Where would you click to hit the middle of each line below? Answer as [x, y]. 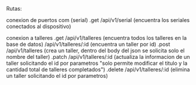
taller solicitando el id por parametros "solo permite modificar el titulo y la [97, 63]
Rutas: [14, 9]
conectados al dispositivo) [39, 26]
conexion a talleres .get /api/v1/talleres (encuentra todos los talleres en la [97, 38]
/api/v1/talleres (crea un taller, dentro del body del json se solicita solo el [95, 51]
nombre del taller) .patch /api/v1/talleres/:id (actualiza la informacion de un [98, 57]
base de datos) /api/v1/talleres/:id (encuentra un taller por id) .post [88, 44]
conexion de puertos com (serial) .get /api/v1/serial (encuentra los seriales [98, 20]
